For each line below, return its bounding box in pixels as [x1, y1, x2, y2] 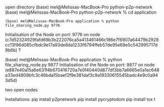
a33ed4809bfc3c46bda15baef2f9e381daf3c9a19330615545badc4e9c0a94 [5, 72, 158, 78]
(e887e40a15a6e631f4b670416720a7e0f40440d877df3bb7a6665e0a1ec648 [5, 67, 160, 73]
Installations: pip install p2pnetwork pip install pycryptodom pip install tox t [5, 96, 156, 102]
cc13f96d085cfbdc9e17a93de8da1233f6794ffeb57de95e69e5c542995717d [5, 42, 158, 48]
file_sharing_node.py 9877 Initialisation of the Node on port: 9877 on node [5, 62, 155, 67]
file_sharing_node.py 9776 [5, 23, 60, 28]
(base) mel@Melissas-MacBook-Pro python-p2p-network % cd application [5, 9, 157, 15]
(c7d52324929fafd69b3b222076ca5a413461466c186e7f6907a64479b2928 [5, 37, 159, 43]
